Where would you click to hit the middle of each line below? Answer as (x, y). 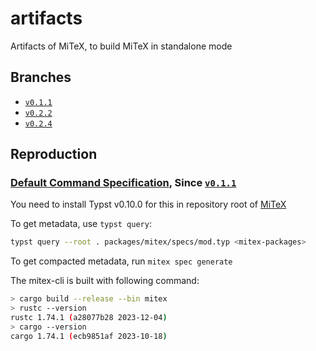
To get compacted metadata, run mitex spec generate (121, 261)
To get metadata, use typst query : (81, 224)
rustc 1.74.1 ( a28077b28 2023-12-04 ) (89, 318)
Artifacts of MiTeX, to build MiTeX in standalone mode (121, 46)
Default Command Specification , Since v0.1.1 (123, 183)
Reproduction (54, 154)
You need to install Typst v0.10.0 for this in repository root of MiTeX (148, 204)
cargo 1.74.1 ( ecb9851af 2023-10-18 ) (89, 336)
